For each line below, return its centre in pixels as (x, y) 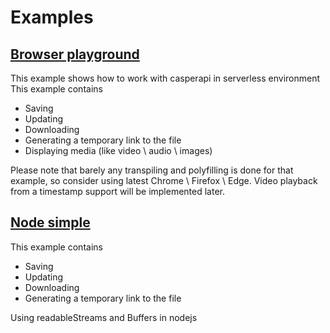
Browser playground (75, 54)
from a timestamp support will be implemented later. (118, 191)
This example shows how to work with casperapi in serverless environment (165, 78)
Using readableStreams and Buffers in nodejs (104, 317)
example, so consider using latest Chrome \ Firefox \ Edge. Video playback (164, 180)
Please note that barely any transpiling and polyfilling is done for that (152, 170)
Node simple (50, 222)
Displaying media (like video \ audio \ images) (118, 150)
